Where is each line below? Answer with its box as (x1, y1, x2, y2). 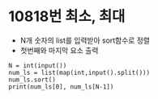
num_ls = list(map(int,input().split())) (8, 68, 151, 76)
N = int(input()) (8, 61, 67, 69)
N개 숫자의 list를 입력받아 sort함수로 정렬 (19, 35, 150, 45)
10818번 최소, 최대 (8, 7, 126, 26)
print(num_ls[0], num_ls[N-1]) (8, 82, 114, 91)
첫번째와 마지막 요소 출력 (19, 45, 99, 55)
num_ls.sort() (8, 76, 57, 84)
